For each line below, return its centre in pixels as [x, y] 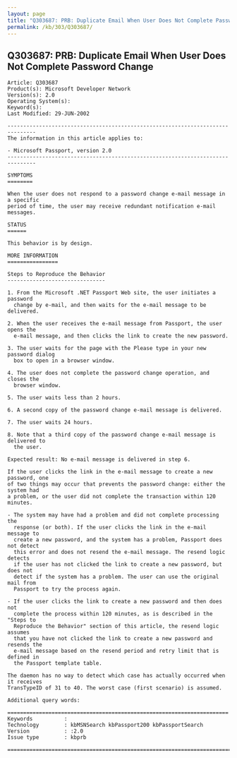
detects [19, 558]
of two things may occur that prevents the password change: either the [116, 484]
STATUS [17, 225]
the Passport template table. [58, 663]
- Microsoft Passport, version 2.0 [60, 151]
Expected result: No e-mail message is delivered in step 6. [99, 459]
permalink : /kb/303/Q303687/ [50, 27]
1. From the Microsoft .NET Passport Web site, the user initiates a [112, 293]
